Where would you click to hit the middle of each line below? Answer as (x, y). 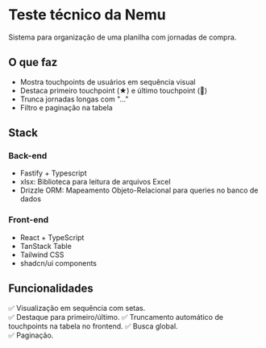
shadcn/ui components (58, 263)
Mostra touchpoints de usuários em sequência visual (108, 81)
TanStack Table (46, 246)
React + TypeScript (52, 237)
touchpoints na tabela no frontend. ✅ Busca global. (94, 326)
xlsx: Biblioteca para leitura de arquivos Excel (95, 182)
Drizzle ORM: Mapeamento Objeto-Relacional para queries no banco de (139, 190)
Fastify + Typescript (53, 173)
